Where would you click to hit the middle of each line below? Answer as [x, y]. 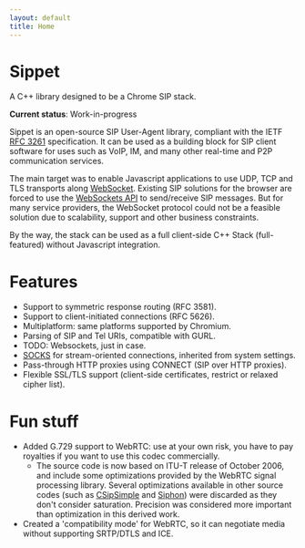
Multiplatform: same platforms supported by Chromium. [127, 326]
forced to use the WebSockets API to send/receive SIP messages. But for [147, 198]
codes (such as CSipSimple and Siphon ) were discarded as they [157, 495]
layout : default [40, 18]
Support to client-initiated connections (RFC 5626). [119, 316]
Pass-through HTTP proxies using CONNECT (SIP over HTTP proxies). [154, 365]
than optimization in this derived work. [108, 514]
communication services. [57, 161]
